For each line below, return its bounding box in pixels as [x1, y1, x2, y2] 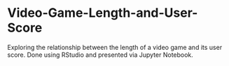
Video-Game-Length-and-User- [7, 5, 198, 21]
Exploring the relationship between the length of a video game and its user [7, 43, 223, 51]
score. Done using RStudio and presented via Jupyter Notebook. [7, 51, 194, 59]
